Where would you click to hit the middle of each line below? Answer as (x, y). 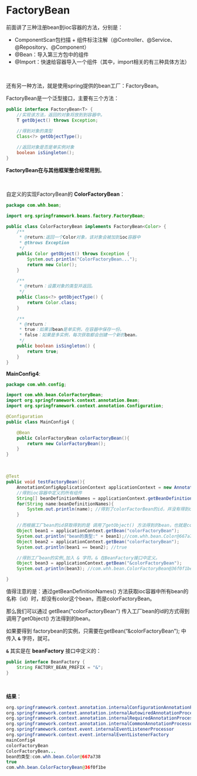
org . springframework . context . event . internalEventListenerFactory (87, 735)
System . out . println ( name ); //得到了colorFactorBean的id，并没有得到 (108, 509)
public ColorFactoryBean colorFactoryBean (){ (73, 438)
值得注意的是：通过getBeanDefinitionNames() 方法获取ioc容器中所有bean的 (97, 591)
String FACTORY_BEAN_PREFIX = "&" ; (60, 667)
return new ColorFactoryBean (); (67, 444)
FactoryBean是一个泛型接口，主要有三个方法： (62, 98)
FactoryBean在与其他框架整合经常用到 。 (55, 170)
